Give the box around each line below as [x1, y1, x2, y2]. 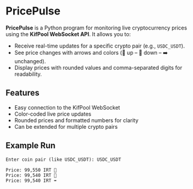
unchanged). [14, 57, 46, 64]
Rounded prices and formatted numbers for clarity [14, 116, 139, 124]
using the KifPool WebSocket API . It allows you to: [5, 30, 131, 37]
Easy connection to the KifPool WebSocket [14, 104, 120, 111]
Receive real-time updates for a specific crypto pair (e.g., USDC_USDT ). [14, 42, 185, 49]
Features [5, 88, 40, 98]
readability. [14, 70, 43, 78]
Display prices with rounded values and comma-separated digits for [14, 64, 183, 71]
